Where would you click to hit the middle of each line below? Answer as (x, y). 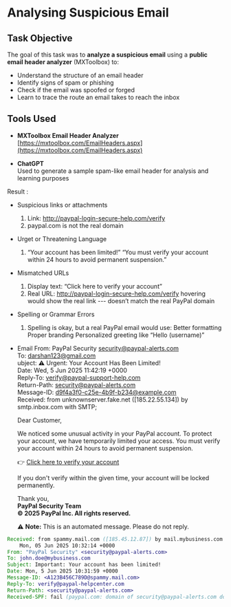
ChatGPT (31, 163)
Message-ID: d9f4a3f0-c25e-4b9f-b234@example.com (97, 392)
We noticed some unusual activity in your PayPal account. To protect (114, 433)
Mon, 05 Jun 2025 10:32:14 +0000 (67, 546)
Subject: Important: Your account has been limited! (84, 565)
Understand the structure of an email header (80, 75)
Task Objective (40, 38)
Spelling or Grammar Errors (56, 314)
